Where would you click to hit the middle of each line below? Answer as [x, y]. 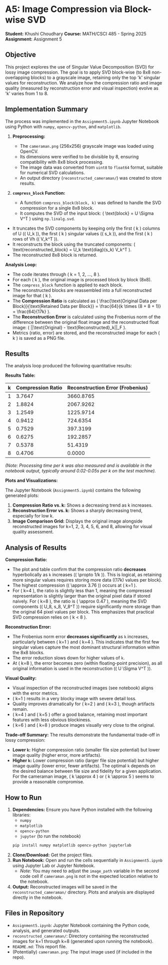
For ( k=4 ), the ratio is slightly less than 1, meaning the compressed [82, 591]
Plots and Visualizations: [32, 480]
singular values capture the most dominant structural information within [86, 647]
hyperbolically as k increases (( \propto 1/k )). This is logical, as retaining [87, 575]
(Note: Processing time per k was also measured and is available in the [79, 465]
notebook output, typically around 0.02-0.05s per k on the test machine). [80, 471]
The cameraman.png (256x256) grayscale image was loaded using [87, 146]
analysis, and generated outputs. [46, 930]
